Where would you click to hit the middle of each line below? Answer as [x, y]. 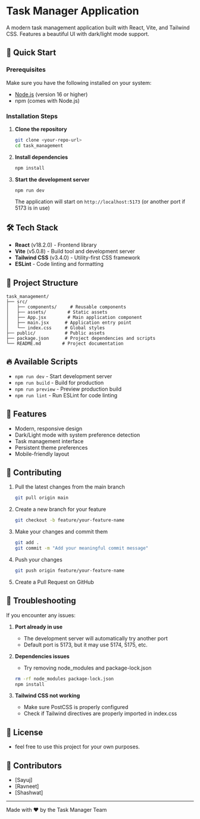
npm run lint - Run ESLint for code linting [66, 395]
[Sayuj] [24, 780]
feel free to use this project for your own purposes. [77, 747]
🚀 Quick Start [31, 53]
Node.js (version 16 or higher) [51, 94]
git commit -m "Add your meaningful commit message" [82, 548]
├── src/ [17, 302]
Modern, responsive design [48, 428]
